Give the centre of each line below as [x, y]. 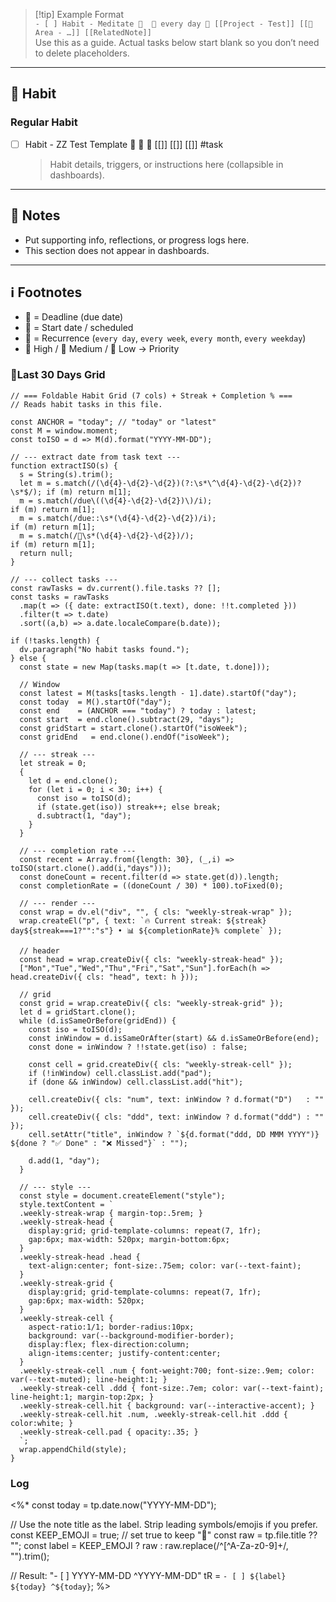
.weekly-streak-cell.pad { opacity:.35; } [109, 1432]
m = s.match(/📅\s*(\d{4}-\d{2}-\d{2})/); [107, 535]
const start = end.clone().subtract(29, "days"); [127, 719]
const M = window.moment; [64, 430]
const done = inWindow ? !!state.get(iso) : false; [138, 1047]
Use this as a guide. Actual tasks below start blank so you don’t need [177, 42]
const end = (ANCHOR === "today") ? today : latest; [138, 710]
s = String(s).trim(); [66, 474]
